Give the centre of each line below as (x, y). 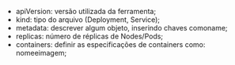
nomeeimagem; (41, 53)
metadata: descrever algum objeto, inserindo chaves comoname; (121, 28)
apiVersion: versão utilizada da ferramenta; (86, 11)
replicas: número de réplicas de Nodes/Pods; (89, 36)
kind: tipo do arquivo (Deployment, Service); (88, 20)
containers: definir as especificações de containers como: (110, 45)
